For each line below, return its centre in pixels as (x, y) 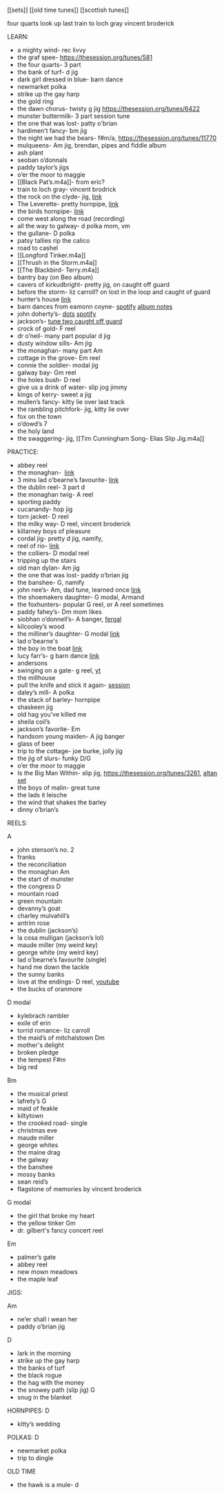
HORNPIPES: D (28, 1411)
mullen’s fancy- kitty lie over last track (71, 402)
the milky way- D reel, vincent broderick (74, 524)
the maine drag (39, 1152)
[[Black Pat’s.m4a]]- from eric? (61, 182)
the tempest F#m (41, 1059)
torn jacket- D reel (43, 516)
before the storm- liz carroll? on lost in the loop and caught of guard (114, 292)
